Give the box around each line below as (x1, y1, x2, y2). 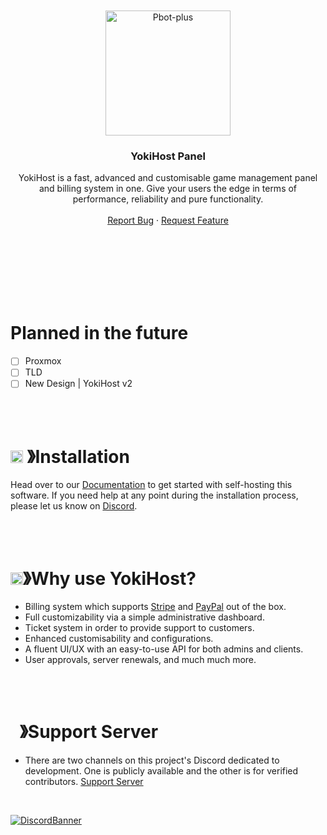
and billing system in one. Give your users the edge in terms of (38, 183, 298, 195)
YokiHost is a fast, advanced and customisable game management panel (18, 172, 318, 184)
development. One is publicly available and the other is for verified (24, 765, 299, 777)
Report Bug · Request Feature (107, 214, 229, 227)
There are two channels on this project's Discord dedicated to (24, 754, 280, 767)
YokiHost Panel (130, 149, 206, 163)
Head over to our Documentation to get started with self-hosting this (10, 479, 293, 491)
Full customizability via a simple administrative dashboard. (24, 611, 265, 623)
